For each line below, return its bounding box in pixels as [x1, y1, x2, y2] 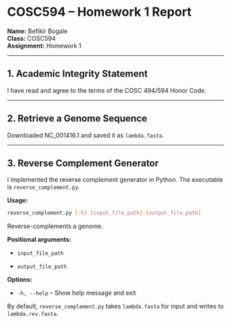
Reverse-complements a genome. [7, 222, 103, 231]
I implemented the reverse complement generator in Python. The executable [7, 176, 223, 184]
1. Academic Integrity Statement [7, 68, 148, 80]
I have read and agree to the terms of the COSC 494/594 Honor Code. [7, 86, 207, 94]
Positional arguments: [7, 236, 72, 244]
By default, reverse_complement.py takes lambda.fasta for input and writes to [7, 302, 224, 311]
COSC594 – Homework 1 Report [7, 4, 192, 20]
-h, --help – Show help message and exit [16, 289, 136, 297]
